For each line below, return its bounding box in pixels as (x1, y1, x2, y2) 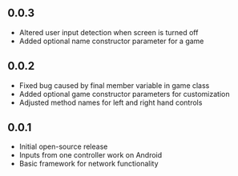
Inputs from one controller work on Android (18, 150, 163, 160)
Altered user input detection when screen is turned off (18, 27, 199, 37)
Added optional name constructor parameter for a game (18, 36, 204, 46)
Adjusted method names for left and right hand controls (18, 98, 203, 107)
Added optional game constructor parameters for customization (18, 89, 230, 98)
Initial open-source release (18, 142, 108, 151)
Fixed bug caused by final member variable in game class (18, 80, 210, 90)
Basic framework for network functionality (18, 159, 159, 169)
